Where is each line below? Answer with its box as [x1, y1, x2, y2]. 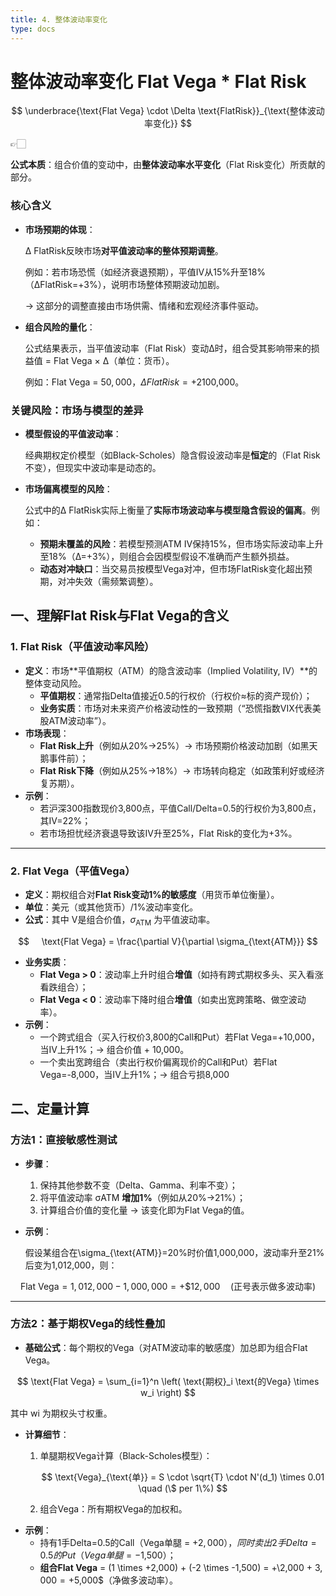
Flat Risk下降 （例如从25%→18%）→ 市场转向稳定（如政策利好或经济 [39, 764, 325, 776]
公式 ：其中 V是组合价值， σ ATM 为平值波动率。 [24, 914, 216, 928]
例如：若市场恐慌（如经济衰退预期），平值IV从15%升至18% [24, 266, 267, 278]
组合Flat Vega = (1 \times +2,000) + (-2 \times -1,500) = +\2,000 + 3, [39, 1561, 323, 1573]
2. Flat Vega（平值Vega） [10, 864, 136, 878]
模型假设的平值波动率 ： [24, 428, 122, 440]
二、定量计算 [10, 1101, 90, 1118]
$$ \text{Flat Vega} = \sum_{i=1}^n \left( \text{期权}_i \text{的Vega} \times [16, 1375, 320, 1387]
